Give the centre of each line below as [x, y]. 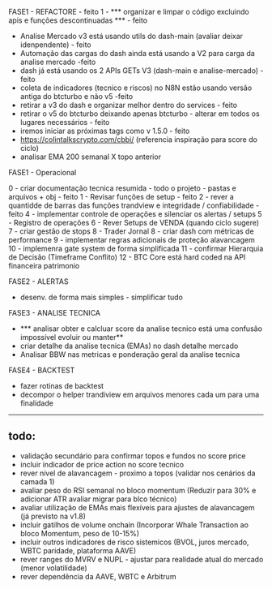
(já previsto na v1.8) [53, 516]
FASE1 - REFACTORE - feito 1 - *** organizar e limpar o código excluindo [129, 12]
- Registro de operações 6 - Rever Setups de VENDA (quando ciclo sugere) [134, 223]
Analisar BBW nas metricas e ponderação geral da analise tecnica [130, 355]
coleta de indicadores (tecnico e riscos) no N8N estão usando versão [136, 88]
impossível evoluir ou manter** [72, 337]
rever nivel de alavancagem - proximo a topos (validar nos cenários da [138, 473]
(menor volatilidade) [53, 568]
